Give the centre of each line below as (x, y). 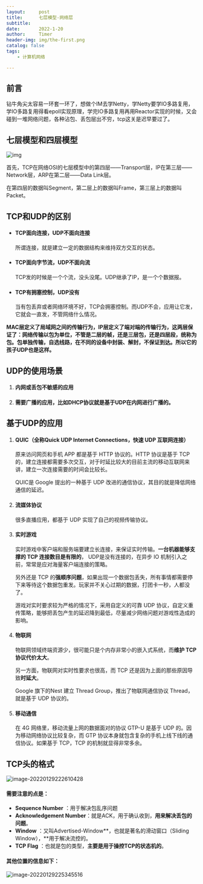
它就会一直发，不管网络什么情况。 (57, 314)
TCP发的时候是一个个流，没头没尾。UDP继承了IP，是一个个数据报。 (100, 277)
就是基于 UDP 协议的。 (43, 698)
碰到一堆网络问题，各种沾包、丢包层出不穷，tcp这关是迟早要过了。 (90, 119)
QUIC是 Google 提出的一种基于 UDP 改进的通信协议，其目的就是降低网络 (105, 483)
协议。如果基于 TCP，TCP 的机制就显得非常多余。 (83, 743)
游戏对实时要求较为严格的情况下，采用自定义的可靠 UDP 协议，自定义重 (104, 605)
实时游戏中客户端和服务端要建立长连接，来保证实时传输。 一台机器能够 (102, 549)
